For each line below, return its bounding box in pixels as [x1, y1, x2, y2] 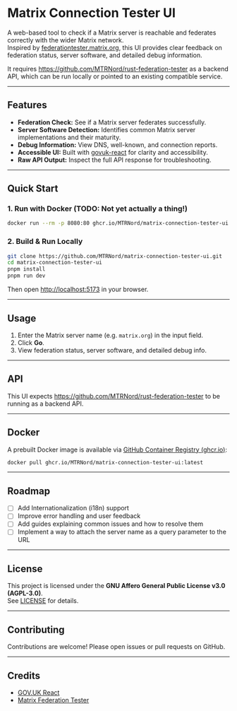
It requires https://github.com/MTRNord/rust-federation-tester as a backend [7, 64, 229, 73]
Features [7, 99, 47, 111]
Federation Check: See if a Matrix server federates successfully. [17, 118, 207, 127]
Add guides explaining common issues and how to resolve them [17, 519, 204, 528]
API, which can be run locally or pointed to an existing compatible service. [7, 72, 223, 81]
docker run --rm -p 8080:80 [7, 220, 90, 227]
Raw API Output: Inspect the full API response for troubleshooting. [17, 155, 212, 164]
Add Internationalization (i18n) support [17, 504, 129, 512]
